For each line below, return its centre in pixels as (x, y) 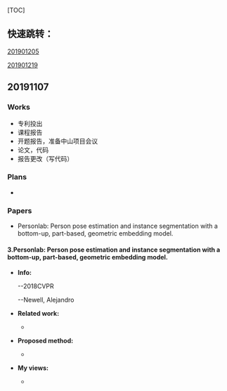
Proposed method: (45, 341)
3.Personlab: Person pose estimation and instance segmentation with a (114, 250)
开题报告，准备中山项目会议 (58, 141)
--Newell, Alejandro (46, 300)
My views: (33, 368)
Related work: (38, 314)
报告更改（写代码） (45, 158)
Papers (20, 210)
